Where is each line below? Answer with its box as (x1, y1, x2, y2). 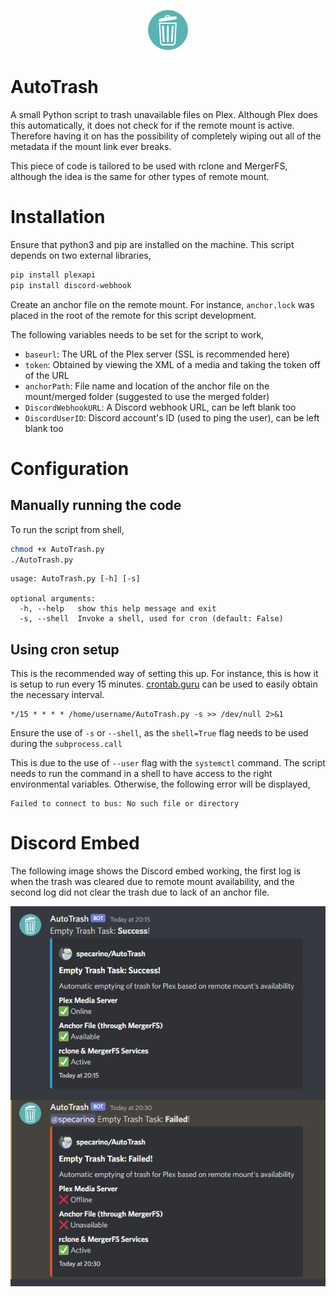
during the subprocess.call (10, 738, 123, 750)
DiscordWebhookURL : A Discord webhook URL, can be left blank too (24, 401, 297, 413)
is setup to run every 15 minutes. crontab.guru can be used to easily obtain (10, 678, 318, 690)
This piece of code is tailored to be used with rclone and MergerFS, (10, 160, 288, 172)
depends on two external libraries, (10, 249, 152, 261)
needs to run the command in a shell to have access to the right (10, 768, 273, 780)
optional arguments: (10, 594, 97, 604)
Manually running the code (10, 497, 182, 514)
